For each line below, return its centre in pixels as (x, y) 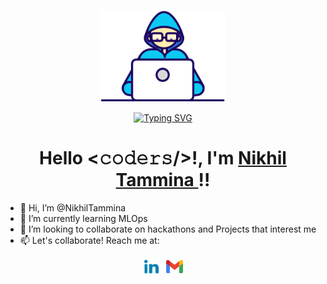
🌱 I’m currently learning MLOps (83, 218)
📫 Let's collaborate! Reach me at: (89, 240)
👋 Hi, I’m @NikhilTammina (73, 207)
